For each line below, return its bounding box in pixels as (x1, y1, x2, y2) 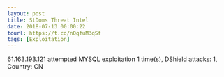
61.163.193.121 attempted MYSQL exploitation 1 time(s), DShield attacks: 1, (7, 55, 218, 63)
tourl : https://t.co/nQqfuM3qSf (7, 29, 101, 37)
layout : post (7, 10, 45, 17)
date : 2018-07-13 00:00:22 (7, 23, 86, 30)
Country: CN (7, 62, 43, 71)
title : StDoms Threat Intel (7, 17, 89, 24)
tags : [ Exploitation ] (7, 36, 70, 43)
